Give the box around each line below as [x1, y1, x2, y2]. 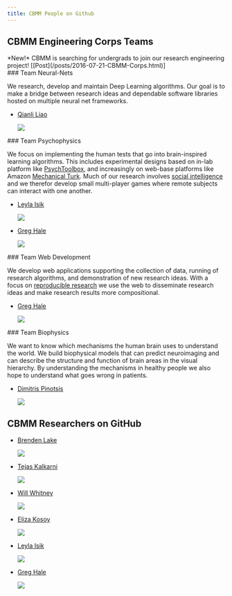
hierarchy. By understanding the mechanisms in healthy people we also [7, 364, 211, 372]
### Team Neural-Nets [7, 69, 73, 77]
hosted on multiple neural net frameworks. [7, 97, 128, 105]
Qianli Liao [17, 110, 48, 118]
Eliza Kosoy [17, 515, 51, 523]
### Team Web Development [7, 253, 91, 262]
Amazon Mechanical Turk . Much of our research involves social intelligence [7, 172, 223, 181]
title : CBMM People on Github [7, 10, 95, 17]
